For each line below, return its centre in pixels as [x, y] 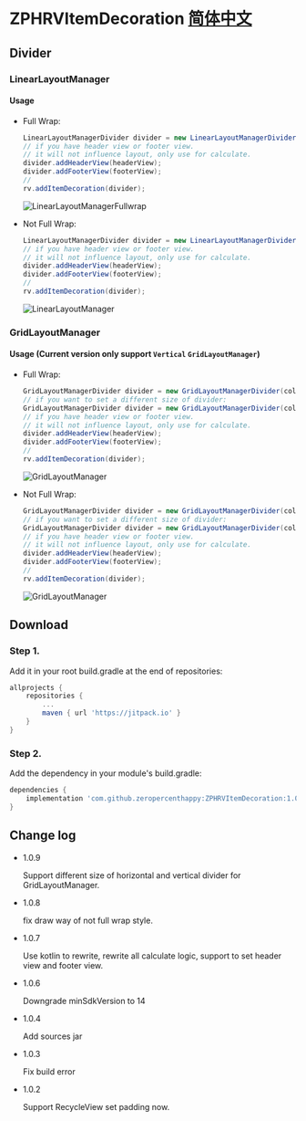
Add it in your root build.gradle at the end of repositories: [116, 671]
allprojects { [36, 687]
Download [39, 625]
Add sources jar [52, 1036]
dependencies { [38, 791]
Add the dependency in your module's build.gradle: [106, 773]
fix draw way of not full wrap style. [87, 920]
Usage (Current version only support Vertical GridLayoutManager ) [135, 354]
